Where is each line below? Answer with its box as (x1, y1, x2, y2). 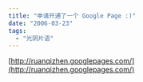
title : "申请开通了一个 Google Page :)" (8, 11, 137, 20)
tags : (8, 27, 26, 35)
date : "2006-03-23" (8, 19, 73, 27)
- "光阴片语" (15, 34, 54, 43)
